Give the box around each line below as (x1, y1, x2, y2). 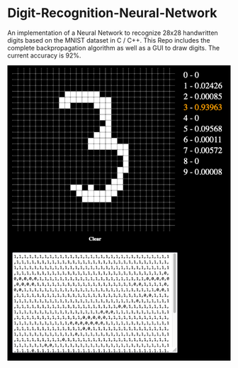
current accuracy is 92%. (7, 51, 81, 60)
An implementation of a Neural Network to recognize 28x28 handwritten (7, 28, 218, 37)
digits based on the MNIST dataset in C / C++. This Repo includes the (7, 36, 210, 44)
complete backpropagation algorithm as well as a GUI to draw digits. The (7, 43, 220, 52)
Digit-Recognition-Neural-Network (7, 5, 217, 21)
